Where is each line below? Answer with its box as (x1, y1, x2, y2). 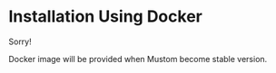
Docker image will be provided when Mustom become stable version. (8, 53, 268, 64)
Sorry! (8, 36, 33, 47)
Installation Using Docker (8, 6, 203, 27)
